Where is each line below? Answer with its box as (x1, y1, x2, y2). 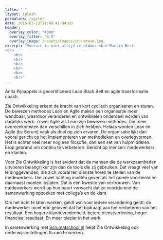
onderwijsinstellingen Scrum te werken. (5, 229, 84, 235)
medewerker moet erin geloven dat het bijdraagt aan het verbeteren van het (5, 204, 157, 210)
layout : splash (5, 12, 36, 17)
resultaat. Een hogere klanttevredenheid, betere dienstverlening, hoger (5, 210, 147, 216)
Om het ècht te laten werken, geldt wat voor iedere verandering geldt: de (5, 199, 152, 205)
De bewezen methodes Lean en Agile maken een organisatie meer (5, 108, 138, 114)
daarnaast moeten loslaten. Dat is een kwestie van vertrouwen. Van (5, 180, 140, 185)
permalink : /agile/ (5, 16, 45, 21)
